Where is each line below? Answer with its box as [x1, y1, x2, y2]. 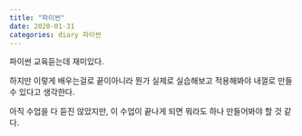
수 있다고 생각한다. [9, 87, 75, 98]
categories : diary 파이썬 [9, 30, 102, 39]
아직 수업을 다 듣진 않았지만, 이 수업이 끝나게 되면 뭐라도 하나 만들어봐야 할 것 [9, 106, 283, 117]
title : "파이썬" [9, 13, 65, 23]
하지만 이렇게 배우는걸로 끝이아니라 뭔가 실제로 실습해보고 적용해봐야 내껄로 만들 [9, 75, 293, 86]
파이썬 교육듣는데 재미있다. [9, 56, 104, 67]
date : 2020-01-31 [9, 22, 75, 31]
